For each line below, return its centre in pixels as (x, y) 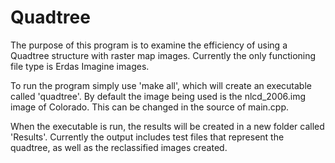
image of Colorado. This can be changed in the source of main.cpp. (150, 107)
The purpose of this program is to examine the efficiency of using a (149, 45)
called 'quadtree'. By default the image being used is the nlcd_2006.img (158, 96)
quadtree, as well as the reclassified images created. (119, 147)
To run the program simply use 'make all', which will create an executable (161, 85)
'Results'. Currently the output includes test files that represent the (147, 137)
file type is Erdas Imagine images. (80, 66)
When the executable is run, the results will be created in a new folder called (167, 126)
